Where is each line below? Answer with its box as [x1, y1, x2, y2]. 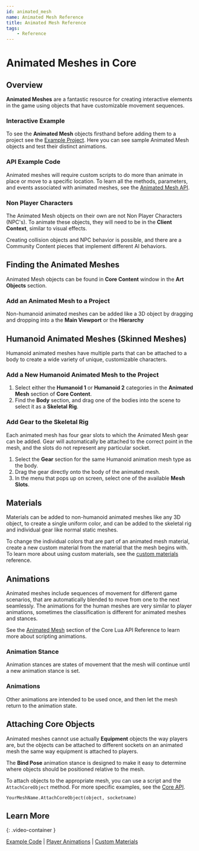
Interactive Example [6, 117, 65, 125]
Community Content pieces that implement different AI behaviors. [6, 243, 167, 250]
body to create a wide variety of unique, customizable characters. [6, 356, 168, 363]
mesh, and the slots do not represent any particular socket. [6, 444, 151, 451]
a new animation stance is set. [6, 667, 80, 675]
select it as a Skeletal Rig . [14, 403, 79, 410]
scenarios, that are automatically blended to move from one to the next [6, 596, 180, 603]
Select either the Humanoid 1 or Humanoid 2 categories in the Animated [14, 384, 194, 391]
